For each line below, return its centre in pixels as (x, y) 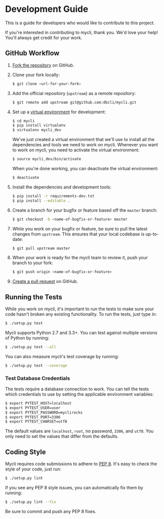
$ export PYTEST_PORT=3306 (33, 417)
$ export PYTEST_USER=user (33, 408)
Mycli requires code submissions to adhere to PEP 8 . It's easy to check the (81, 464)
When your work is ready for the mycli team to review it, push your (80, 258)
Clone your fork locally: (36, 75)
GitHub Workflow (32, 53)
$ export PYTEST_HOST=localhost (38, 403)
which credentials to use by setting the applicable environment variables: (80, 394)
